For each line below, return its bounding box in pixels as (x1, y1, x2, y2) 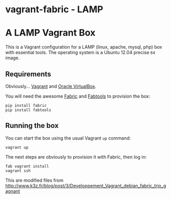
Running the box (5, 121, 59, 130)
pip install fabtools (5, 107, 52, 113)
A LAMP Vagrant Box (5, 27, 96, 39)
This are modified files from (5, 177, 64, 183)
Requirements (5, 70, 51, 78)
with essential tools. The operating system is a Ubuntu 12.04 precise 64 (5, 50, 155, 56)
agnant (5, 188, 20, 194)
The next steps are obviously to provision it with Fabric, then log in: (5, 153, 147, 160)
